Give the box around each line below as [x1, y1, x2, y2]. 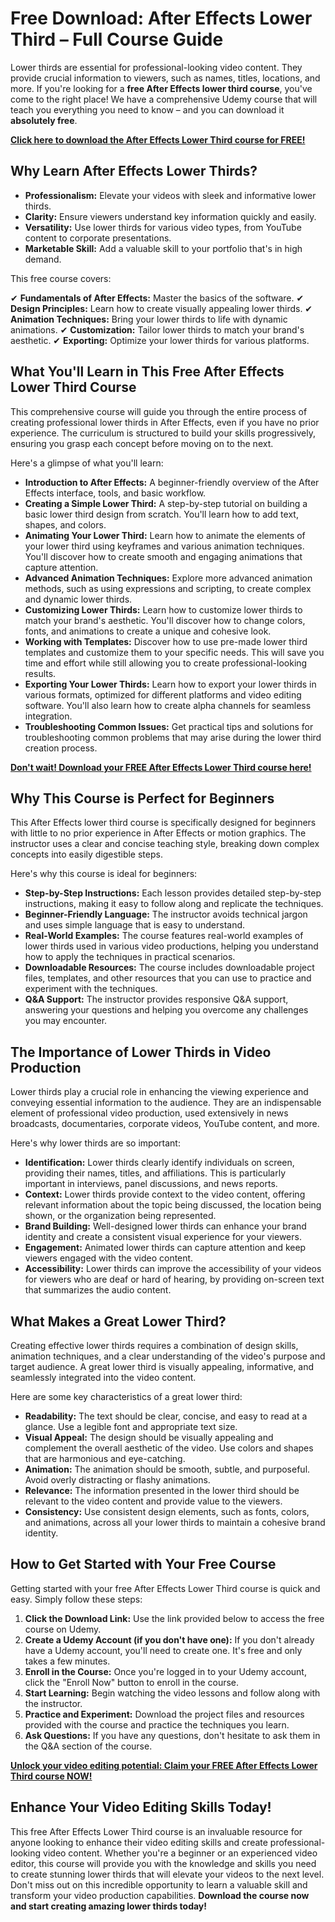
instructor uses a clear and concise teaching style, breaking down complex [10, 838, 320, 850]
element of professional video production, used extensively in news [10, 1107, 289, 1119]
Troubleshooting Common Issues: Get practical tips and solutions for [24, 720, 314, 732]
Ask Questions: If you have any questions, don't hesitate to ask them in [24, 1729, 321, 1741]
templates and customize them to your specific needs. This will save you [24, 646, 325, 658]
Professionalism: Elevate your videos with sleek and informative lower [24, 189, 317, 201]
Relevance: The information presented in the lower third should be [24, 1485, 300, 1496]
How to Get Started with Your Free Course [10, 1556, 277, 1573]
